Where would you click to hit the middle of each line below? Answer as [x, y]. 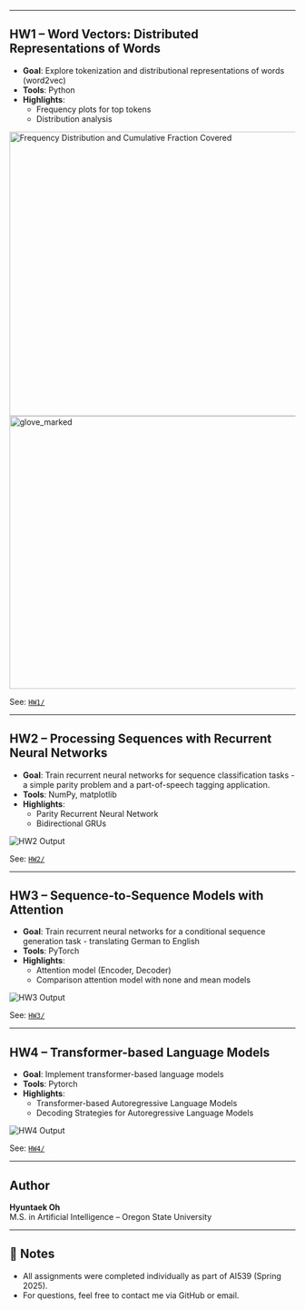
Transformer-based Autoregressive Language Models [137, 1103]
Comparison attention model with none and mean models [143, 980]
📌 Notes [32, 1254]
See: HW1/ [27, 701]
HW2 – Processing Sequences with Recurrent [141, 739]
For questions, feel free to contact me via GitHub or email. [131, 1295]
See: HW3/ [27, 1015]
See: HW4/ [27, 1148]
